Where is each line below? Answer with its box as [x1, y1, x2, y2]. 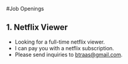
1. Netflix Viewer [6, 22, 68, 32]
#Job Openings [6, 5, 45, 12]
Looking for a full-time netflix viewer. [14, 38, 105, 45]
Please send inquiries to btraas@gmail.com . [14, 51, 123, 58]
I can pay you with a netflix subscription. [14, 44, 114, 51]
